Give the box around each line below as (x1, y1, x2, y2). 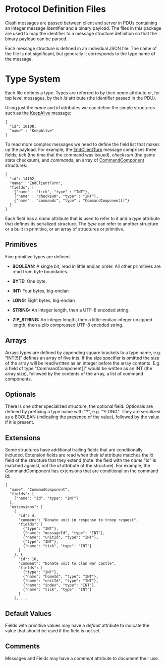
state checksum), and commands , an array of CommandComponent (5, 157, 145, 163)
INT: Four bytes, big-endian (12, 288, 69, 294)
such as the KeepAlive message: (5, 110, 72, 116)
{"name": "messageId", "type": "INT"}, (23, 530, 106, 536)
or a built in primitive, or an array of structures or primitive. (5, 226, 125, 232)
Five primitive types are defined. (5, 253, 71, 259)
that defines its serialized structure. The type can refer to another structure (5, 221, 159, 226)
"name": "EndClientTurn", (9, 180, 63, 186)
